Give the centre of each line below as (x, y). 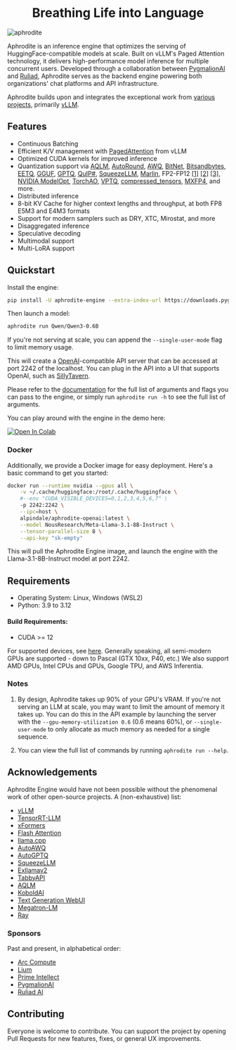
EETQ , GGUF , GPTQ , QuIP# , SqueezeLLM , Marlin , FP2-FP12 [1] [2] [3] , (119, 173)
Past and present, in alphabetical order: (64, 948)
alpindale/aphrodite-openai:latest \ (75, 518)
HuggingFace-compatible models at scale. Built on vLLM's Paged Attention (116, 53)
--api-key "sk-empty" (51, 538)
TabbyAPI (31, 878)
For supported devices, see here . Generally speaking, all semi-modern (109, 651)
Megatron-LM (38, 907)
